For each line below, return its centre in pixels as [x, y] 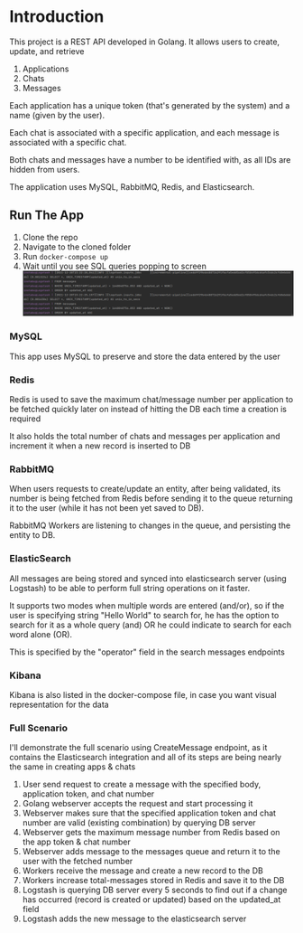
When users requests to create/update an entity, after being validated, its [145, 489]
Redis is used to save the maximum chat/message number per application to [151, 399]
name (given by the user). [57, 115]
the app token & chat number [76, 842]
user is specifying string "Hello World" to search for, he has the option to [144, 615]
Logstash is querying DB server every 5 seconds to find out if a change [155, 890]
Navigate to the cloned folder [77, 247]
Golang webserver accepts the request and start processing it [138, 804]
